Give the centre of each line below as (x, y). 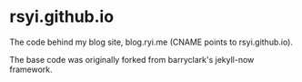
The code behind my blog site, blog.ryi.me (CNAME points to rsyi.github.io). (151, 42)
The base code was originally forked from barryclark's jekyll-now (132, 59)
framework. (31, 69)
